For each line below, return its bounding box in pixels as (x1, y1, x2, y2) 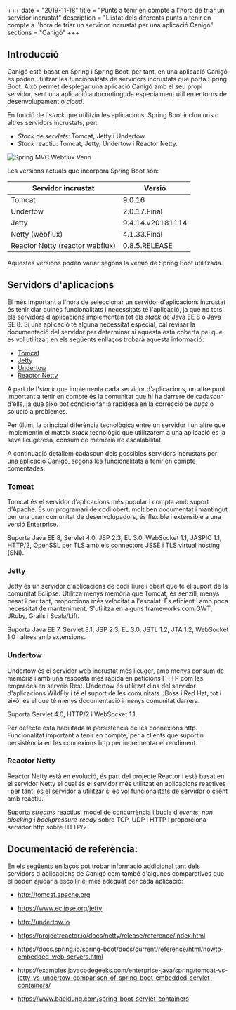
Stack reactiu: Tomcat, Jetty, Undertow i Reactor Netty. (17, 139, 178, 147)
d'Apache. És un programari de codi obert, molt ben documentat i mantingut (7, 505, 228, 513)
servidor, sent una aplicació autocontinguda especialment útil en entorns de (7, 89, 227, 98)
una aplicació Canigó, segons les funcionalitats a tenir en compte (7, 457, 197, 465)
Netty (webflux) (11, 229, 63, 239)
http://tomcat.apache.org (17, 890, 91, 898)
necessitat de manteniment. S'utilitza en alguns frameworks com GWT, (7, 604, 213, 613)
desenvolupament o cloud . (7, 97, 84, 105)
